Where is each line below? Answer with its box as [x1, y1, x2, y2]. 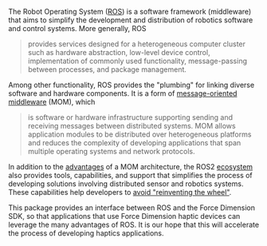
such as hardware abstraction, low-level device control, [27, 48, 210, 57]
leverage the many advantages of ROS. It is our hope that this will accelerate [8, 220, 260, 229]
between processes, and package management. [27, 65, 187, 74]
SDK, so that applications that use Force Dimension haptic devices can [8, 212, 241, 220]
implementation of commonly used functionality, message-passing [27, 56, 247, 65]
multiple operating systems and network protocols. [27, 147, 195, 156]
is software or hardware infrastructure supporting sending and [27, 113, 234, 122]
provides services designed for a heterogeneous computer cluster [27, 39, 245, 49]
